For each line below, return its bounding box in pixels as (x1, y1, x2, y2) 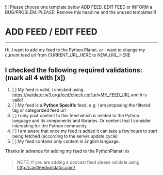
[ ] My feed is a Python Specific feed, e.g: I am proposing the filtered (12, 102, 150, 108)
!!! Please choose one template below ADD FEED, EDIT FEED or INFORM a (5, 4, 153, 10)
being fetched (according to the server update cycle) (12, 133, 118, 139)
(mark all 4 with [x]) (5, 74, 65, 82)
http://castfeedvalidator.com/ (16, 164, 76, 170)
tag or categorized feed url (12, 107, 66, 113)
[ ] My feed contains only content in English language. (12, 138, 120, 144)
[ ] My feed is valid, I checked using (12, 87, 83, 92)
